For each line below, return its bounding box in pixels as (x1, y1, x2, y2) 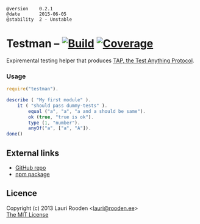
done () (6, 131, 23, 137)
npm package (15, 171, 50, 178)
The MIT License (6, 211, 49, 218)
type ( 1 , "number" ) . (28, 120, 80, 126)
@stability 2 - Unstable (6, 16, 72, 23)
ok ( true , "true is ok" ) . (28, 114, 95, 120)
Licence (6, 188, 38, 198)
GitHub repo (15, 164, 46, 172)
